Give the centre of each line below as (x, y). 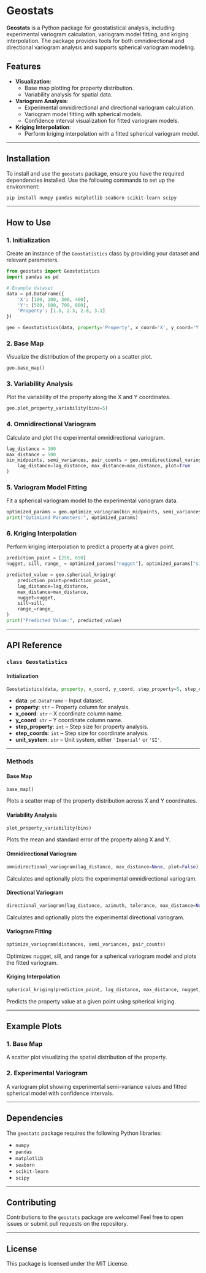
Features (24, 67)
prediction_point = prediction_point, (64, 580)
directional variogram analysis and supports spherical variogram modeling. (101, 47)
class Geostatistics (37, 662)
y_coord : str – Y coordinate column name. (69, 720)
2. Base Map (25, 343)
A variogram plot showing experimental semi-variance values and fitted (97, 1086)
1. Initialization (28, 240)
